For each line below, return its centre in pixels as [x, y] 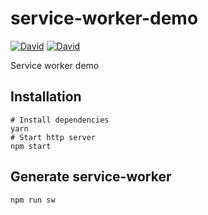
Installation [46, 97]
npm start [31, 146]
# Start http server [53, 137]
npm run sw [33, 200]
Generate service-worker [91, 177]
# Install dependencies [60, 120]
